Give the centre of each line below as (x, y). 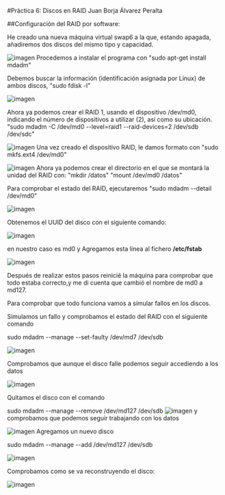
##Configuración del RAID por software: (64, 24)
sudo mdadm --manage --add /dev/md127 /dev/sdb (80, 445)
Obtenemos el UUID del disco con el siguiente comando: (87, 222)
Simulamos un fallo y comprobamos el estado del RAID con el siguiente (107, 316)
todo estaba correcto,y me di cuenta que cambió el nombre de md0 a (105, 282)
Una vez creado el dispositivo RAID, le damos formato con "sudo (128, 147)
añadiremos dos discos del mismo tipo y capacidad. (80, 44)
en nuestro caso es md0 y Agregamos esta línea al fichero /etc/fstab (105, 249)
